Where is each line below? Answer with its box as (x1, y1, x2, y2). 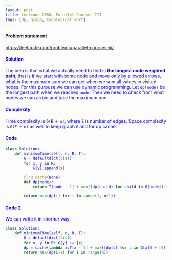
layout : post (5, 7, 33, 13)
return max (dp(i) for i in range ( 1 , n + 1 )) (24, 193, 116, 199)
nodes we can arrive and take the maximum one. (5, 94, 109, 101)
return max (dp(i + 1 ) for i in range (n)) (24, 250, 109, 255)
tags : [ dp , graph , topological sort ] (5, 17, 86, 22)
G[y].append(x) (32, 165, 66, 171)
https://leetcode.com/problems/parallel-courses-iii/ (5, 44, 114, 50)
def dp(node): (24, 179, 54, 185)
